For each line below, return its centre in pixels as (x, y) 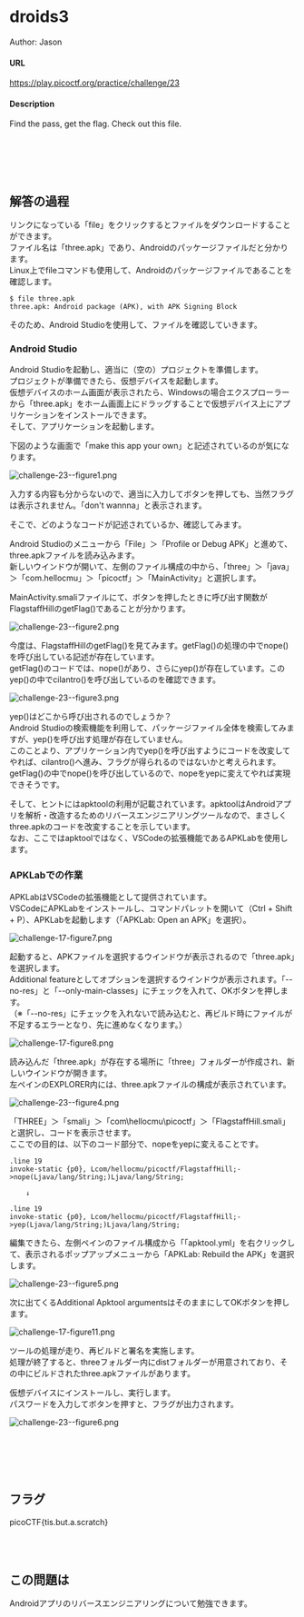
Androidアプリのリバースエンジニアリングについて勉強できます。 (131, 1603)
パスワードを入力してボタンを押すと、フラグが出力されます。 (124, 1404)
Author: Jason (36, 42)
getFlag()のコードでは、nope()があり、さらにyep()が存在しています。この (147, 669)
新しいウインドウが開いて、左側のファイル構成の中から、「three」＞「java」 (152, 567)
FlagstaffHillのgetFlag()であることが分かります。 (100, 609)
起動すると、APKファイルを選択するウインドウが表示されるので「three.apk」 (152, 957)
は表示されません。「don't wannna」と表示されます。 (108, 505)
